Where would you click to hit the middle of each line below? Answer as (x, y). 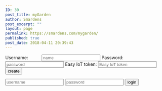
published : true (22, 38)
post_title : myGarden (28, 15)
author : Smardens (24, 19)
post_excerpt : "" (24, 24)
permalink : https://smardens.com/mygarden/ (52, 33)
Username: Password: (65, 57)
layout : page (19, 29)
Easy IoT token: (81, 64)
